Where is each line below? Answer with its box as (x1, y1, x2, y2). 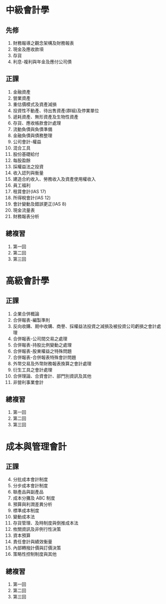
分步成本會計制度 (12, 483, 48, 488)
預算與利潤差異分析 (12, 501, 53, 507)
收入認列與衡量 (12, 170, 44, 176)
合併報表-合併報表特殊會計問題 (12, 354, 77, 360)
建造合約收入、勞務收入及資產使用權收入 (12, 176, 96, 182)
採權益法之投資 (12, 163, 44, 169)
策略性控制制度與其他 (12, 551, 57, 557)
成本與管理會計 (5, 441, 67, 452)
